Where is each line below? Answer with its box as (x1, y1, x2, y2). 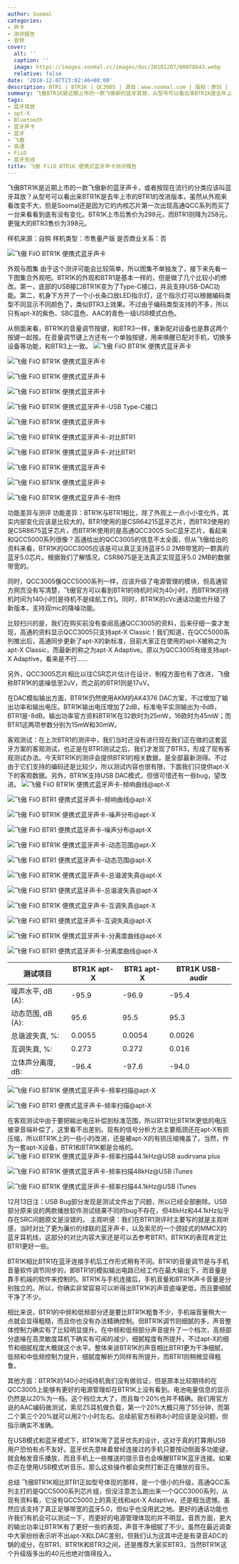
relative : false (14, 70, 62, 77)
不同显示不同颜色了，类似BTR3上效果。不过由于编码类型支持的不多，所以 (13, 300, 229, 309)
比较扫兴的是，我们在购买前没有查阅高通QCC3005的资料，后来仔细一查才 (7, 618, 224, 627)
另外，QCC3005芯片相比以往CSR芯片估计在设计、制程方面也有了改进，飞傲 (7, 669, 230, 678)
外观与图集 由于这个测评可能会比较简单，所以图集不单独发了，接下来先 (7, 264, 215, 273)
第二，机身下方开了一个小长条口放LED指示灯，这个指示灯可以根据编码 (19, 291, 225, 299)
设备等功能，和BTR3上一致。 (7, 341, 92, 350)
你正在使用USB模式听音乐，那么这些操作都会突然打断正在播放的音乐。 (7, 1462, 213, 1471)
